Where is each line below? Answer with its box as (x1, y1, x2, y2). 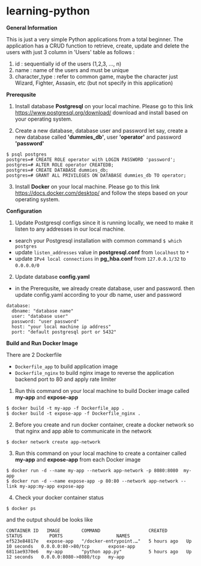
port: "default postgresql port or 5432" (11, 329, 117, 335)
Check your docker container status (14, 494, 104, 501)
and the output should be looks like (6, 516, 93, 523)
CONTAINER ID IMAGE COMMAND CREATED (6, 528, 168, 534)
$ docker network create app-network (6, 439, 101, 445)
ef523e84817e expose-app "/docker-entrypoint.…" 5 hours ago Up (6, 538, 192, 544)
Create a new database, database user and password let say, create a (14, 127, 188, 134)
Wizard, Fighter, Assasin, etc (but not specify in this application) (14, 79, 173, 87)
